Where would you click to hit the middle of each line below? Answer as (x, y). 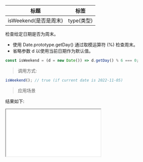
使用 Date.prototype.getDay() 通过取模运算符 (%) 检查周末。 (75, 45)
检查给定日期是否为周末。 (32, 34)
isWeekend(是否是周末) (35, 21)
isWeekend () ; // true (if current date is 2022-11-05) (64, 80)
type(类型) (81, 21)
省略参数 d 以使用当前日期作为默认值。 (53, 51)
